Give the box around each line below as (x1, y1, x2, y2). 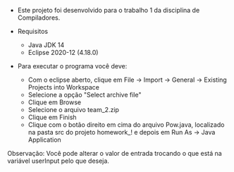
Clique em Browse (27, 98, 82, 106)
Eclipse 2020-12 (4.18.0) (27, 49, 99, 56)
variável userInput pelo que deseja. (7, 156, 109, 165)
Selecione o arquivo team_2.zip (27, 106, 120, 113)
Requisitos (17, 27, 49, 35)
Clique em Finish (27, 113, 77, 121)
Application (27, 135, 61, 144)
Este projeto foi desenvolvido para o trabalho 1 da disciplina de (17, 6, 200, 14)
